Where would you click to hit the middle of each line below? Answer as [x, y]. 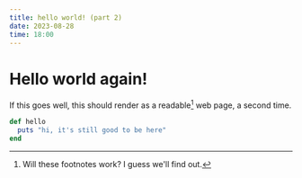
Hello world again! [79, 79]
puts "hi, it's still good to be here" [92, 130]
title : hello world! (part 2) [66, 18]
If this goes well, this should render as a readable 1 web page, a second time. [151, 104]
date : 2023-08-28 [42, 26]
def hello [28, 121]
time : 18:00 [31, 34]
